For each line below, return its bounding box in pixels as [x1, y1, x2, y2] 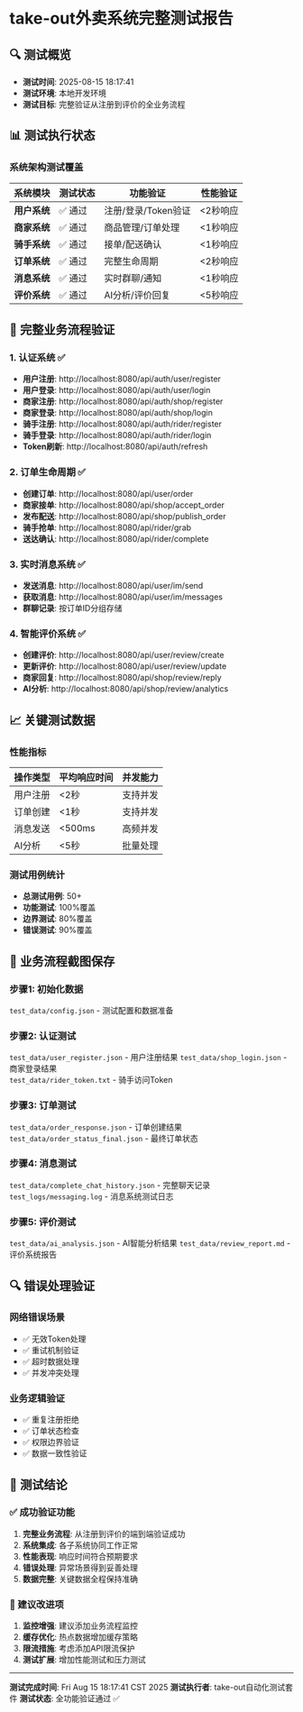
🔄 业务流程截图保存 [9, 953, 115, 969]
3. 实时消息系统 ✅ [9, 558, 86, 571]
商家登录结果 [9, 1063, 57, 1074]
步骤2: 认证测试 [9, 1030, 77, 1042]
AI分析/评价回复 [104, 288, 171, 301]
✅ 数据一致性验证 [22, 1448, 87, 1459]
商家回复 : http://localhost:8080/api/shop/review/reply [22, 673, 223, 683]
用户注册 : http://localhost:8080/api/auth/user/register [22, 373, 221, 384]
